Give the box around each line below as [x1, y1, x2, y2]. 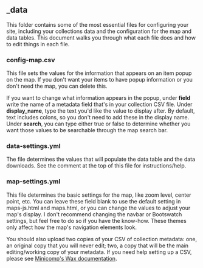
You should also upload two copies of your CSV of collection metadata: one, [6, 235, 198, 242]
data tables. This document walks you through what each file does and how [6, 33, 196, 41]
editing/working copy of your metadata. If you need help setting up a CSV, [6, 248, 192, 255]
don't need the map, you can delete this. [6, 82, 108, 90]
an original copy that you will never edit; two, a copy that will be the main [6, 242, 189, 249]
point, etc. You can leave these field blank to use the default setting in [6, 197, 181, 205]
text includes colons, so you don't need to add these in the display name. [6, 114, 190, 121]
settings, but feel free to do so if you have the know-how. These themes [6, 217, 187, 224]
